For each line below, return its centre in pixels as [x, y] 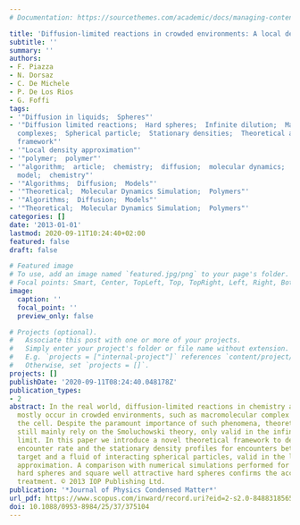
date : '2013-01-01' [46, 224]
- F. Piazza [31, 67]
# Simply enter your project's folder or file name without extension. [150, 349]
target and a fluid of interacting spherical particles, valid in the [151, 457]
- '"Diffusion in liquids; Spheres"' [81, 117]
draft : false [33, 250]
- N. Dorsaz [31, 76]
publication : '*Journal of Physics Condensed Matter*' [113, 490]
